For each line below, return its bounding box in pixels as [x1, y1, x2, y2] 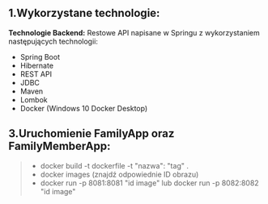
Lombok [19, 94, 49, 104]
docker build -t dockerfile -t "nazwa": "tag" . [40, 160, 189, 170]
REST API [19, 69, 53, 79]
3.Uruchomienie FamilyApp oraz [8, 127, 175, 140]
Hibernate [19, 60, 54, 70]
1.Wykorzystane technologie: [8, 6, 160, 20]
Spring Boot [19, 52, 61, 61]
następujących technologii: [8, 36, 99, 46]
